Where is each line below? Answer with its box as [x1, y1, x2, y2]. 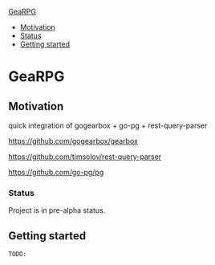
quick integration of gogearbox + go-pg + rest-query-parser [8, 120, 208, 130]
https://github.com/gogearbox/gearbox [8, 137, 139, 145]
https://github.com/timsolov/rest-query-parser [8, 152, 162, 161]
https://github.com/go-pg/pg [8, 168, 104, 177]
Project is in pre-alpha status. [8, 206, 106, 215]
